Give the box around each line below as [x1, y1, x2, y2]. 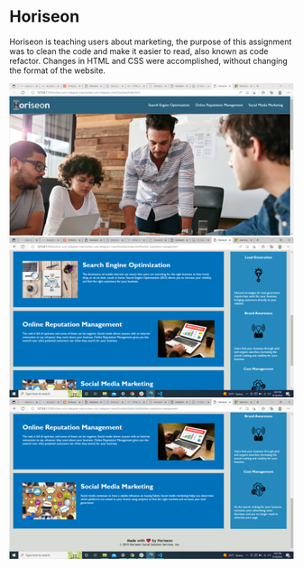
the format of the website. [9, 65, 106, 76]
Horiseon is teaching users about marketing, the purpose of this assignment [9, 36, 292, 47]
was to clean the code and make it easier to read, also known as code [9, 45, 269, 56]
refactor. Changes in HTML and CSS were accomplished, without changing [9, 55, 289, 66]
